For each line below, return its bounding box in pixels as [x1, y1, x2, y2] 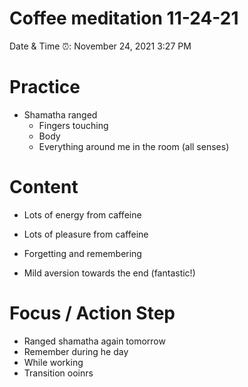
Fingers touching [38, 119, 109, 131]
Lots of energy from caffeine [23, 208, 142, 221]
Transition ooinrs [23, 367, 94, 379]
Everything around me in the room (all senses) [38, 140, 230, 152]
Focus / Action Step [9, 302, 176, 324]
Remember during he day [23, 345, 129, 357]
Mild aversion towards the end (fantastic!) [23, 267, 196, 279]
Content [9, 176, 79, 199]
